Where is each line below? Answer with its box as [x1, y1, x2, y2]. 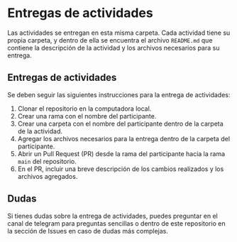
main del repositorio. [17, 157, 77, 165]
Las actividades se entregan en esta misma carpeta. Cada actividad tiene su [7, 28, 231, 37]
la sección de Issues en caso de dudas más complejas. [7, 226, 168, 235]
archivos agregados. [17, 172, 78, 180]
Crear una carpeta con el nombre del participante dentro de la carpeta [17, 119, 224, 128]
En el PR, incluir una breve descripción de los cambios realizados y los [17, 165, 224, 173]
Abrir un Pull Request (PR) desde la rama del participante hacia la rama [17, 149, 226, 158]
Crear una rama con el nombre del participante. [17, 111, 157, 120]
